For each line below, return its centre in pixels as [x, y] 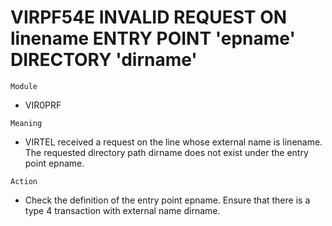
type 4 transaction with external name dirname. [122, 210]
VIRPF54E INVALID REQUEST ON [149, 17]
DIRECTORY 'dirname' [104, 60]
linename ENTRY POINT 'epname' [153, 38]
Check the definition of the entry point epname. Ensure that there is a [167, 200]
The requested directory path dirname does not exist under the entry [166, 152]
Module [24, 86]
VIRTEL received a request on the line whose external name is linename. [173, 142]
